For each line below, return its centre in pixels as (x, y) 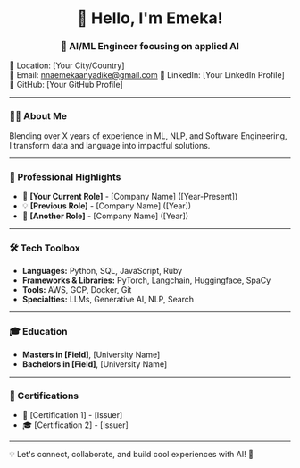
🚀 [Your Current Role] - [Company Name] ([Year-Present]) (130, 197)
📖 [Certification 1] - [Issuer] (72, 414)
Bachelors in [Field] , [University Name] (95, 364)
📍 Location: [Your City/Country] (67, 65)
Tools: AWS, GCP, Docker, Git (77, 290)
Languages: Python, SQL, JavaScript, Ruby (102, 271)
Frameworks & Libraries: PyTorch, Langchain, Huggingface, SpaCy (146, 280)
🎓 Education (38, 332)
